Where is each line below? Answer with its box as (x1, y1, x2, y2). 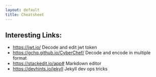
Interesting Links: (5, 31, 62, 40)
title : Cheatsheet (5, 12, 44, 17)
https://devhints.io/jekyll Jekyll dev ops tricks (12, 66, 108, 72)
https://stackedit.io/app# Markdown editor (12, 60, 102, 66)
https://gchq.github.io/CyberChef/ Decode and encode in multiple (12, 50, 151, 56)
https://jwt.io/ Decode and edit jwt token (12, 44, 98, 51)
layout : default (5, 7, 40, 13)
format (12, 55, 27, 61)
